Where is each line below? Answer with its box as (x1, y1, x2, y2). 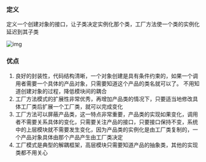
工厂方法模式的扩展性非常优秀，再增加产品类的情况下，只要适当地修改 (15, 95, 193, 102)
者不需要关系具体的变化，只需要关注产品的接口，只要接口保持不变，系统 (15, 118, 198, 125)
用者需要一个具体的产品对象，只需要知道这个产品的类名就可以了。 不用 (15, 80, 194, 87)
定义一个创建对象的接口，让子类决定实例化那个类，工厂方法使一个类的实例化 (6, 20, 200, 28)
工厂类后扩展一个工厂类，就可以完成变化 (20, 102, 123, 110)
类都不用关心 (15, 148, 48, 156)
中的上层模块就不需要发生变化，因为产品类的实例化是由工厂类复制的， (15, 126, 193, 133)
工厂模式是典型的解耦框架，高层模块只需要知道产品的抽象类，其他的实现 (15, 141, 198, 148)
